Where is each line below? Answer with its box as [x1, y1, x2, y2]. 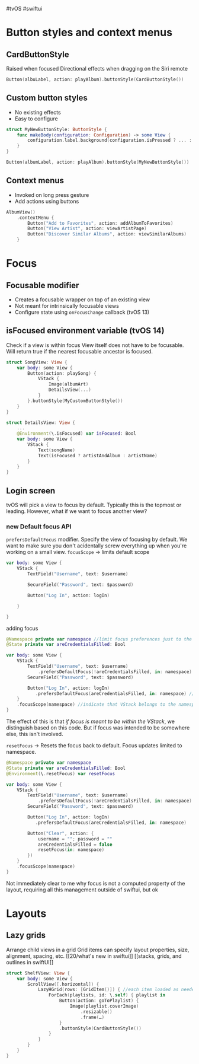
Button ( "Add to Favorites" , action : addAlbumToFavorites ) [27, 220, 174, 226]
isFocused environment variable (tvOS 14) [6, 326, 165, 336]
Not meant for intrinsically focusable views [14, 302, 120, 309]
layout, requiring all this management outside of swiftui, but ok [6, 886, 158, 893]
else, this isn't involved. [6, 731, 63, 738]
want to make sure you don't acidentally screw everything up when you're [6, 542, 187, 549]
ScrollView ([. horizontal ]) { [27, 981, 99, 987]
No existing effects [14, 109, 61, 116]
